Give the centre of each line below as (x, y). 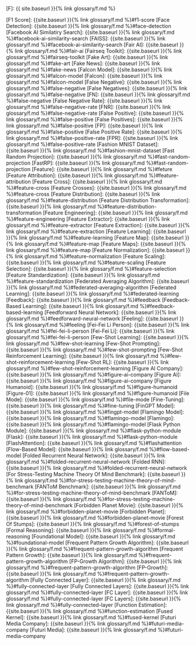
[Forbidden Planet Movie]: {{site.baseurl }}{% (129, 505)
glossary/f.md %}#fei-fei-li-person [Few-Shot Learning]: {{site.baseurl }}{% (97, 337)
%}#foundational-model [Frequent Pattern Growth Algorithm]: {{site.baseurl (97, 542)
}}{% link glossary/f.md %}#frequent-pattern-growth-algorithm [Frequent (94, 549)
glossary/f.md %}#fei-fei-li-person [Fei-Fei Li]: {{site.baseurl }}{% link (90, 331)
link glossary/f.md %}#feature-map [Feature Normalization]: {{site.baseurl (95, 250)
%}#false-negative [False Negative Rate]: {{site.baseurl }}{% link (84, 101)
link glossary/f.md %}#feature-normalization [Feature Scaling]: (90, 256)
